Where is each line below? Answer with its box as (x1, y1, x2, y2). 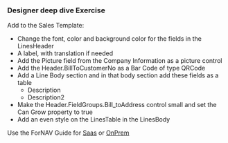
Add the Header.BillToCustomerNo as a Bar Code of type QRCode (17, 64, 206, 73)
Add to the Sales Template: (7, 21, 85, 30)
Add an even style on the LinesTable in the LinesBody (17, 115, 170, 124)
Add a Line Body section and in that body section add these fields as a (17, 71, 219, 79)
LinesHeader (17, 42, 54, 50)
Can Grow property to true (17, 108, 94, 116)
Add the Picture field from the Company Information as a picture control (17, 57, 222, 65)
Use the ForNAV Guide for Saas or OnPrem (7, 128, 130, 137)
